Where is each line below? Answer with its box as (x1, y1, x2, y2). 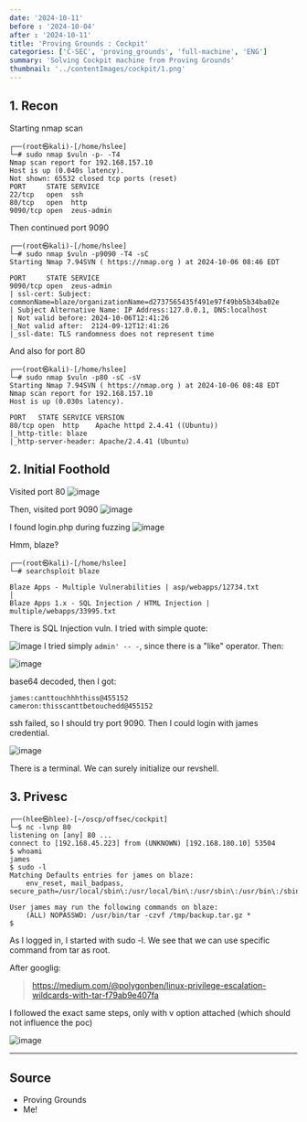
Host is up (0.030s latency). (9, 397, 125, 406)
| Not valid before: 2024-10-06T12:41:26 (9, 313, 170, 323)
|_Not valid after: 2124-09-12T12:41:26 (9, 321, 170, 330)
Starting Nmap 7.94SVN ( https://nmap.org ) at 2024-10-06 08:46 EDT (9, 257, 281, 266)
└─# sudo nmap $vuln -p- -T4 (9, 150, 121, 159)
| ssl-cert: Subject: (9, 289, 92, 298)
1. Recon (9, 98, 58, 114)
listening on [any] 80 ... (9, 831, 112, 840)
